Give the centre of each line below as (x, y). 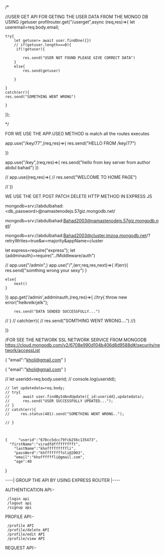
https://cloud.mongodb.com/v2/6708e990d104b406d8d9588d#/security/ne (82, 345)
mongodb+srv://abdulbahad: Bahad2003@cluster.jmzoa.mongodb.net (76, 236)
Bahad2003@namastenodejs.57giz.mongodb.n (111, 221)
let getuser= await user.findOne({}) (53, 40)
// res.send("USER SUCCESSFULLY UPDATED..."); (59, 401)
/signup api (19, 508)
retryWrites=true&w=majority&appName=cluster (54, 241)
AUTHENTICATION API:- (30, 490)
